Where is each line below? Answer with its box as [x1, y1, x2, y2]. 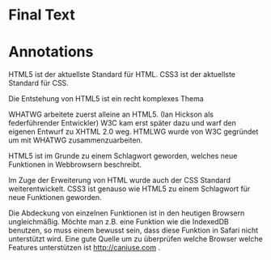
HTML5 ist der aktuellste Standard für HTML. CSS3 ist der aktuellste [8, 70, 236, 79]
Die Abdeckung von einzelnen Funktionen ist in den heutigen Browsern [8, 208, 245, 218]
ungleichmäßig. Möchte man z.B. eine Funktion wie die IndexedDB [8, 217, 229, 227]
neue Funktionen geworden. [8, 193, 103, 202]
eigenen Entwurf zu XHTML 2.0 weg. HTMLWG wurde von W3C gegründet [8, 127, 259, 137]
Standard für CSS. [8, 79, 69, 88]
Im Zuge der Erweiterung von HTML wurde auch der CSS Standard [8, 176, 231, 185]
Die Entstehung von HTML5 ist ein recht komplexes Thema [8, 94, 204, 104]
